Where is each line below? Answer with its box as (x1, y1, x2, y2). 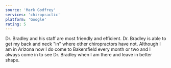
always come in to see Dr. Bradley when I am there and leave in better (5, 52, 152, 58)
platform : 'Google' (5, 17, 47, 22)
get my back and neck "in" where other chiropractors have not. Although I (5, 41, 161, 47)
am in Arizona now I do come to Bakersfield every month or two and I (5, 46, 151, 52)
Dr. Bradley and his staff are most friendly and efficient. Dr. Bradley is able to (5, 36, 166, 42)
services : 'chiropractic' (5, 12, 60, 17)
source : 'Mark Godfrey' (5, 7, 56, 13)
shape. (5, 57, 20, 63)
